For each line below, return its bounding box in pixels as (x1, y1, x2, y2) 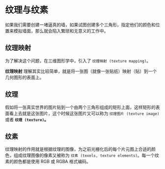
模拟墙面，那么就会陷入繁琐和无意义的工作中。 (13, 28, 109, 34)
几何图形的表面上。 (5, 74, 44, 80)
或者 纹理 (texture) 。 (5, 116, 49, 122)
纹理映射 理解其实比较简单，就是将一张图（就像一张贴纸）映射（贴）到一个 (5, 68, 157, 74)
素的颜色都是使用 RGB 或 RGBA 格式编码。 (5, 159, 91, 165)
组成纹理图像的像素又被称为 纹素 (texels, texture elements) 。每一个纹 (13, 152, 160, 158)
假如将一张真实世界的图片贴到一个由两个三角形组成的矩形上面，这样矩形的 (5, 104, 156, 110)
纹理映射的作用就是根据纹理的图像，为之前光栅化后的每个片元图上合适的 (5, 146, 151, 152)
